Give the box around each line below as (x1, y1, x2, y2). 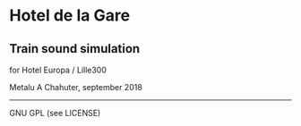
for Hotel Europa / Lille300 (9, 64, 107, 75)
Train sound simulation (9, 41, 141, 56)
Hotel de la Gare (9, 5, 131, 26)
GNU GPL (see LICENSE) (9, 108, 101, 118)
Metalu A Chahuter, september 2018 (9, 82, 143, 92)
